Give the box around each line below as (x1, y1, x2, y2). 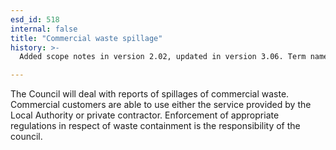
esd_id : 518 (10, 14, 60, 25)
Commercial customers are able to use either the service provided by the (10, 99, 312, 111)
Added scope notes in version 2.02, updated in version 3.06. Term (19, 52, 307, 62)
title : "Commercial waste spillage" (10, 33, 163, 43)
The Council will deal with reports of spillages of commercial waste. (10, 88, 290, 100)
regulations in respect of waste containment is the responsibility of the (10, 120, 301, 132)
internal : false (10, 24, 78, 34)
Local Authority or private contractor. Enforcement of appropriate (10, 109, 280, 121)
